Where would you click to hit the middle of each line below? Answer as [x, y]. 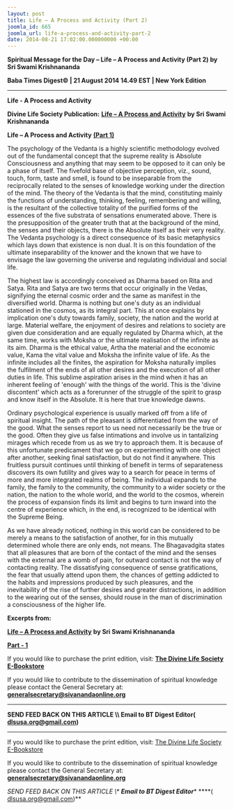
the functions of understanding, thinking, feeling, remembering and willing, [114, 200]
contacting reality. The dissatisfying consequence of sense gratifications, [112, 568]
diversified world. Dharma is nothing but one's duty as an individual [104, 303]
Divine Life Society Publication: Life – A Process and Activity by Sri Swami [117, 114]
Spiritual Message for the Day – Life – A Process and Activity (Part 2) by [112, 59]
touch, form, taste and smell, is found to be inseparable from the [100, 178]
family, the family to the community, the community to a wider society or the [116, 487]
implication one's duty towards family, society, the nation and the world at [113, 318]
